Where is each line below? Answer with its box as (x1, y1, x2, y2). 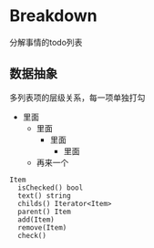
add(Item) (17, 215, 55, 224)
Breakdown (9, 5, 98, 26)
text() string (17, 191, 71, 201)
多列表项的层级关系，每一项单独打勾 (9, 92, 146, 103)
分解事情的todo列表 (9, 36, 83, 47)
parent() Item (17, 207, 71, 216)
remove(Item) (17, 222, 67, 232)
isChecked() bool (17, 183, 84, 192)
